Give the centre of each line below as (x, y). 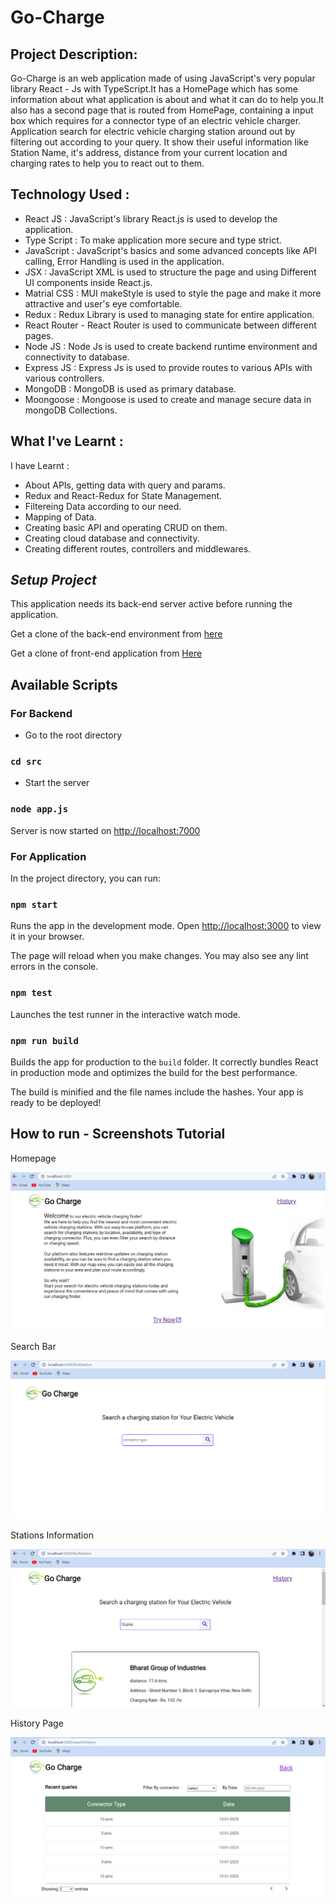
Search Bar (33, 1347)
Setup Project (53, 580)
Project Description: (74, 54)
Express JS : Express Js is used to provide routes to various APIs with (168, 367)
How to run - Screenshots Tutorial (118, 1134)
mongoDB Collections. (71, 410)
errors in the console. (54, 967)
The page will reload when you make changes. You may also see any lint (159, 956)
